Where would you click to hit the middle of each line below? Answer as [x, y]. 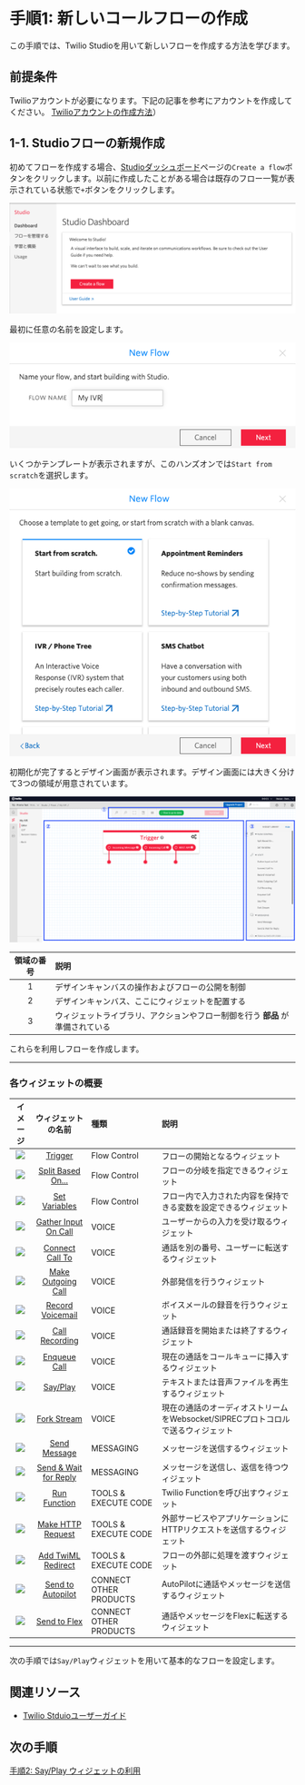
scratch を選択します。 [51, 475]
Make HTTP [59, 1524]
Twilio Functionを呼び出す [210, 1492]
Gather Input [59, 1222]
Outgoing [59, 1281]
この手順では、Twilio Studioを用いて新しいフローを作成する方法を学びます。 [152, 45]
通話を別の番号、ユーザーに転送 [221, 1247]
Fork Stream [59, 1418]
